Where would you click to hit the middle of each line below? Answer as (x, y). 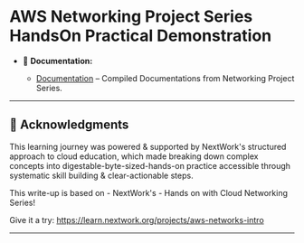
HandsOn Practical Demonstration (141, 36)
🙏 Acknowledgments (69, 125)
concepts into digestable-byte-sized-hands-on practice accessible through (150, 165)
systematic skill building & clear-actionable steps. (101, 175)
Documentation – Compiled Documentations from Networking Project (165, 78)
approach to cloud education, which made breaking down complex (134, 156)
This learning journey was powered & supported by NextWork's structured (148, 146)
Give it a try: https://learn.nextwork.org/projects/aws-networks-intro (137, 220)
